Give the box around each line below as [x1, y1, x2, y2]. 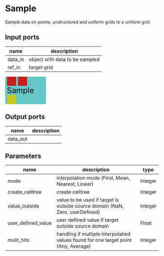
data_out [7, 135, 28, 142]
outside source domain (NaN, [56, 203, 124, 210]
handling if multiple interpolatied [56, 231, 131, 237]
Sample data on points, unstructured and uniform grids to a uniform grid [5, 19, 150, 25]
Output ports [5, 113, 45, 121]
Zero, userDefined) [56, 209, 100, 216]
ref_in [7, 64, 20, 71]
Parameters [5, 152, 41, 160]
